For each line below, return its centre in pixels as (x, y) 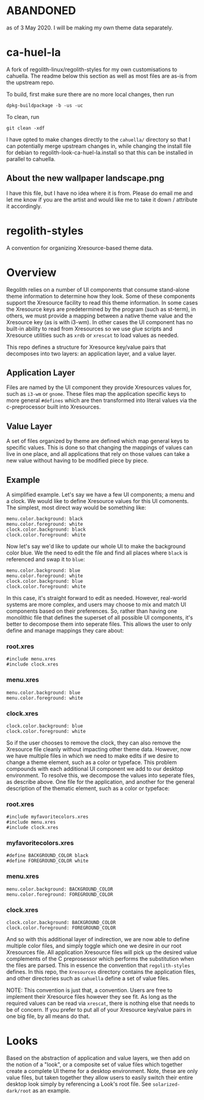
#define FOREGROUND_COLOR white (47, 861)
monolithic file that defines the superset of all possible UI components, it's (100, 617)
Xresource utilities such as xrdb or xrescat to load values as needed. (93, 335)
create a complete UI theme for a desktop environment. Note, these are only (102, 1071)
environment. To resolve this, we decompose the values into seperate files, (101, 775)
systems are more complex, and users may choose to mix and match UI (96, 605)
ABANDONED (41, 11)
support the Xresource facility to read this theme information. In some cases (102, 302)
